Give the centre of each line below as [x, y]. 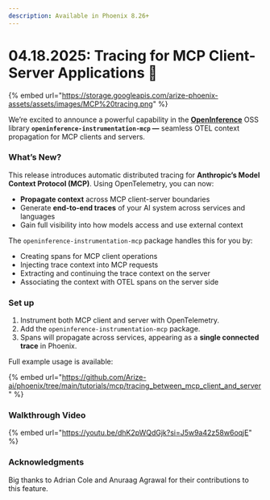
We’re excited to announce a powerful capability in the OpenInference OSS [134, 119]
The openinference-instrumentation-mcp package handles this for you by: [131, 240]
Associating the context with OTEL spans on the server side [119, 281]
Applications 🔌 [108, 73]
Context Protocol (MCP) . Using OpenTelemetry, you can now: [111, 183]
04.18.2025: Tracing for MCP [107, 55]
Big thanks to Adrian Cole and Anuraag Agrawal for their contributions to [129, 480]
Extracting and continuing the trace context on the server [115, 273]
